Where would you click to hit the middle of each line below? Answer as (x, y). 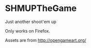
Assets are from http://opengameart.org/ (45, 40)
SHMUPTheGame (41, 8)
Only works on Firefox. (28, 31)
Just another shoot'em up (31, 22)
